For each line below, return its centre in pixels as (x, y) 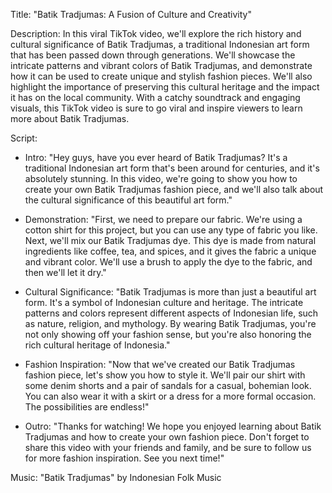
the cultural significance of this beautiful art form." (128, 200)
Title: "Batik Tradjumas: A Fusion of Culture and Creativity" (131, 14)
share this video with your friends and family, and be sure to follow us (168, 447)
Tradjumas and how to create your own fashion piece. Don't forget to (167, 437)
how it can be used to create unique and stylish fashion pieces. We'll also (161, 76)
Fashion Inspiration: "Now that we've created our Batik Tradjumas (160, 364)
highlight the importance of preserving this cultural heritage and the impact (165, 87)
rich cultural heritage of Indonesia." (97, 345)
